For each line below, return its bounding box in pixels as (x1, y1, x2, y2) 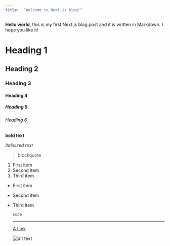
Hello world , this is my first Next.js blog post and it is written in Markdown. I (5, 21, 163, 27)
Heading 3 (5, 80, 31, 87)
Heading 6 (5, 117, 27, 123)
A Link (12, 226, 26, 232)
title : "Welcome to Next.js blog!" (5, 7, 82, 13)
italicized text (5, 143, 33, 149)
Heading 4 (5, 92, 28, 98)
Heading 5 (5, 104, 28, 110)
